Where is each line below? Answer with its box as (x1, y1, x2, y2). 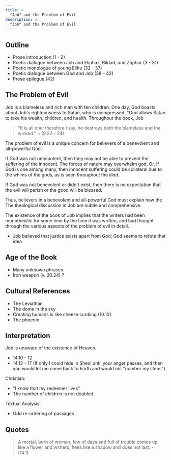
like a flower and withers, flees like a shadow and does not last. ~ (17, 444, 155, 450)
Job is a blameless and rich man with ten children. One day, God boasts (5, 104, 156, 110)
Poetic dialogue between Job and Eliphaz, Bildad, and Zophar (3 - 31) (12, 60, 159, 66)
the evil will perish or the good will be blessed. (5, 187, 103, 193)
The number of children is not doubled (12, 391, 94, 397)
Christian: (5, 375, 25, 381)
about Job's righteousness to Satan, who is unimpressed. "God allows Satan (5, 109, 166, 115)
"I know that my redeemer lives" (12, 386, 80, 392)
